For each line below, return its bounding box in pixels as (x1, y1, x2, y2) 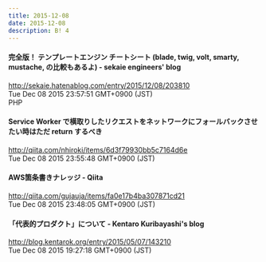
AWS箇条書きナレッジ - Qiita (8, 173, 104, 182)
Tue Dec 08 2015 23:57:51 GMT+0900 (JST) (8, 89, 153, 98)
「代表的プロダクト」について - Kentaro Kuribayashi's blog (8, 219, 205, 228)
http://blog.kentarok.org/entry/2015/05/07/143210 (8, 237, 171, 247)
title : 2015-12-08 (8, 11, 69, 20)
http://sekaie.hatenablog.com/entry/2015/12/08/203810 (8, 81, 190, 90)
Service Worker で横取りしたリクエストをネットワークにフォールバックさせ (8, 117, 259, 126)
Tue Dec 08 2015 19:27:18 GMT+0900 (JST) (8, 245, 152, 256)
